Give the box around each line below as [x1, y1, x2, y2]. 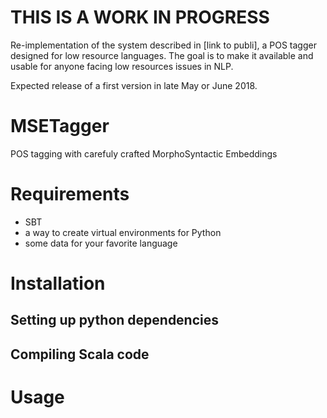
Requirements [10, 183, 130, 206]
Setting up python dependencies [10, 312, 220, 329]
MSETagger [10, 115, 110, 138]
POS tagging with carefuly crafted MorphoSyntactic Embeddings [10, 147, 278, 160]
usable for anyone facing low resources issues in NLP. [10, 60, 234, 72]
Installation [10, 272, 106, 295]
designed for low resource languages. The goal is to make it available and [10, 49, 314, 61]
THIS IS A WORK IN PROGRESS [10, 6, 270, 29]
